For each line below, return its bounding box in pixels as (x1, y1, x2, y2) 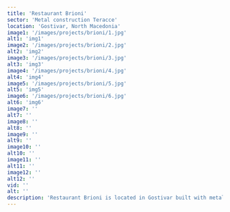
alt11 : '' (7, 162, 36, 170)
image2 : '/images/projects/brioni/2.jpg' (7, 42, 127, 49)
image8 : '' (7, 118, 38, 125)
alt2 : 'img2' (7, 49, 44, 55)
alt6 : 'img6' (7, 99, 44, 106)
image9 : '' (7, 131, 38, 137)
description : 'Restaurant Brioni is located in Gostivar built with (7, 194, 207, 202)
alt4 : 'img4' (7, 73, 44, 81)
